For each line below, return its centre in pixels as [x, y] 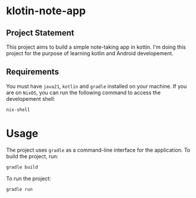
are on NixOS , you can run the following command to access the [84, 92]
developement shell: [31, 98]
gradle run [19, 189]
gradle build [22, 167]
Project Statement [40, 33]
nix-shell [18, 110]
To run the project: [29, 178]
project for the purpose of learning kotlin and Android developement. [90, 53]
